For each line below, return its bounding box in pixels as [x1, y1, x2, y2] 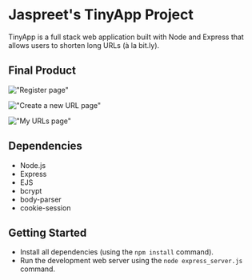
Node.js [19, 160, 46, 170]
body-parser [19, 194, 62, 204]
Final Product [8, 64, 76, 78]
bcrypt [19, 186, 42, 195]
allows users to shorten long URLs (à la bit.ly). [8, 40, 160, 50]
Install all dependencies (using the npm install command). [19, 247, 214, 257]
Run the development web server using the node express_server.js [19, 256, 243, 266]
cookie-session [19, 202, 71, 213]
